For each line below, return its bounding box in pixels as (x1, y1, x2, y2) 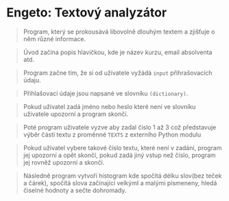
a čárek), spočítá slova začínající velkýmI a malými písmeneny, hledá (23, 178, 217, 187)
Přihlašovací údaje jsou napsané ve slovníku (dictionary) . (23, 89, 189, 97)
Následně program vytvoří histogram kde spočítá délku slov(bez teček (23, 172, 222, 180)
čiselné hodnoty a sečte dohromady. (23, 186, 127, 194)
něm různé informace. (23, 34, 86, 43)
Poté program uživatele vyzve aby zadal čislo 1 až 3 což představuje (23, 123, 217, 131)
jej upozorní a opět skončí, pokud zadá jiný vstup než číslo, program (23, 151, 217, 159)
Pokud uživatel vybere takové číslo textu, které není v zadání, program (23, 143, 222, 152)
